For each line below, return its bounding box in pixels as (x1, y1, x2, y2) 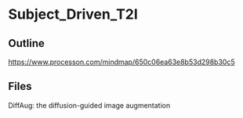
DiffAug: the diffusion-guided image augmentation (8, 100, 171, 110)
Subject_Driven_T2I (8, 5, 139, 23)
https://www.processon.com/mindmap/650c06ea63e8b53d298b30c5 (8, 57, 235, 66)
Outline (8, 37, 45, 50)
